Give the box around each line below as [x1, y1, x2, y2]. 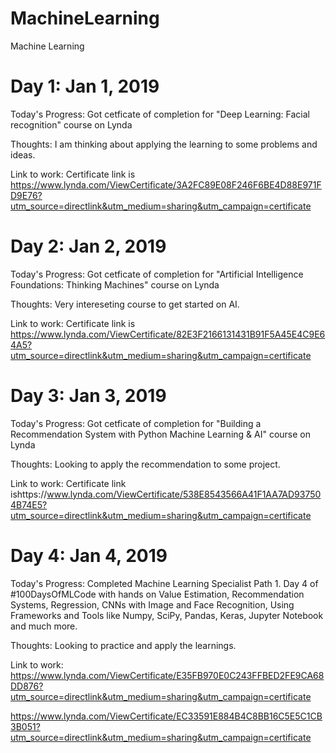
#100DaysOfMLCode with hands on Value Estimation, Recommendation [10, 588, 305, 600]
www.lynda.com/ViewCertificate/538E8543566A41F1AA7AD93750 [46, 488, 322, 500]
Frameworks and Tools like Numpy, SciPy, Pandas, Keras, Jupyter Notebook [10, 609, 324, 621]
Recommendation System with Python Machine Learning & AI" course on [10, 428, 311, 440]
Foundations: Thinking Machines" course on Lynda [10, 278, 220, 291]
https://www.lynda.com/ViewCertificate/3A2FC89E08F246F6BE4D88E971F [10, 178, 322, 191]
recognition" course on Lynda [10, 118, 133, 131]
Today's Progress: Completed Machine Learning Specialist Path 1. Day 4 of [10, 577, 319, 589]
